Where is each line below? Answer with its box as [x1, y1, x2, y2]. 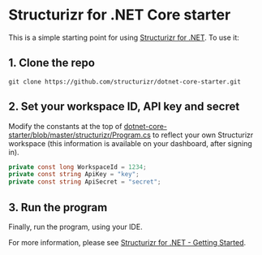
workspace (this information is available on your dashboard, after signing [8, 138, 253, 148]
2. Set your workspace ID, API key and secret [8, 100, 240, 114]
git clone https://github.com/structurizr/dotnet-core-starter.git [8, 77, 242, 86]
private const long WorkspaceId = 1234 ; [8, 162, 148, 171]
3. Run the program [8, 201, 108, 214]
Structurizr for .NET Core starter [8, 6, 231, 24]
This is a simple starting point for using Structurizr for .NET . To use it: [8, 32, 239, 42]
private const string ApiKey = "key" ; [8, 171, 140, 179]
